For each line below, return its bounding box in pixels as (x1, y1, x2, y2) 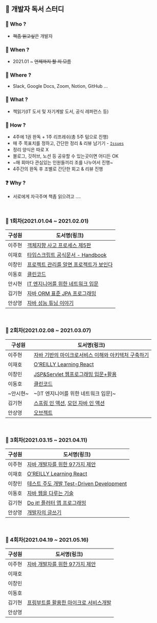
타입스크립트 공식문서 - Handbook (27, 251, 107, 259)
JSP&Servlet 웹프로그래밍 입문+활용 (33, 371, 117, 378)
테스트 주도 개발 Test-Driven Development (27, 480, 127, 488)
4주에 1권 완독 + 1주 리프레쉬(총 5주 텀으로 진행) (12, 133, 109, 140)
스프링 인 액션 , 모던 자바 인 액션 (33, 399, 105, 406)
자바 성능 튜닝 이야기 (27, 300, 74, 307)
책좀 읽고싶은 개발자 (12, 33, 53, 39)
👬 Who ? (5, 21, 27, 28)
